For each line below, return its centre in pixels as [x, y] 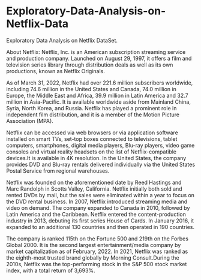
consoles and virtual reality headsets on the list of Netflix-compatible [91, 152]
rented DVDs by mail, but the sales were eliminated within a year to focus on [100, 195]
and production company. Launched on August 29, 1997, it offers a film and [99, 58]
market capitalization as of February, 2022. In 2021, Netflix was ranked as [97, 251]
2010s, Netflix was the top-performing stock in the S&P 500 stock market [97, 264]
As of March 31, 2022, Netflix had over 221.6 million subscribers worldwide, [100, 83]
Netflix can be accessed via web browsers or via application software [92, 133]
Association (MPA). [30, 121]
